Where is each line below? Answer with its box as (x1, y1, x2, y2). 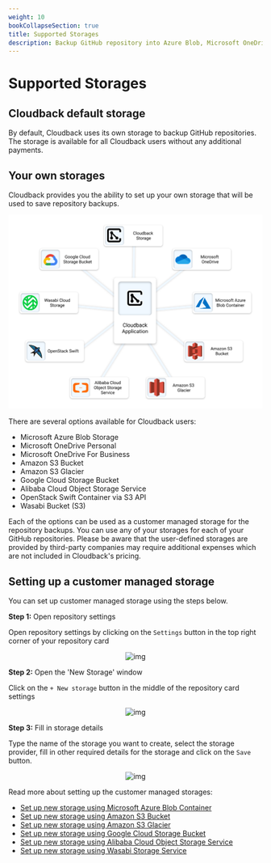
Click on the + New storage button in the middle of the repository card (8, 683, 240, 693)
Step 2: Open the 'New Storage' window (8, 667, 143, 677)
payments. (8, 146, 44, 155)
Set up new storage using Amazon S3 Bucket (19, 811, 171, 821)
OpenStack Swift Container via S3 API (19, 493, 147, 502)
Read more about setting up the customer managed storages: (8, 787, 213, 797)
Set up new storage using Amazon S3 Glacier (19, 820, 171, 830)
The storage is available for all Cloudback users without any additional (8, 137, 242, 146)
